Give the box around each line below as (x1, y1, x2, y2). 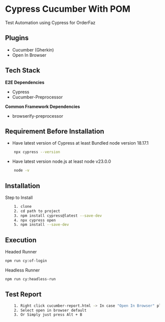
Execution (5, 236, 37, 244)
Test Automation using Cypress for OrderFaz (5, 20, 96, 25)
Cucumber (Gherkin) (12, 47, 54, 52)
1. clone (14, 204, 32, 209)
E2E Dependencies (5, 79, 45, 85)
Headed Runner (5, 249, 37, 255)
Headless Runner (5, 267, 40, 273)
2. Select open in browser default (14, 308, 87, 313)
